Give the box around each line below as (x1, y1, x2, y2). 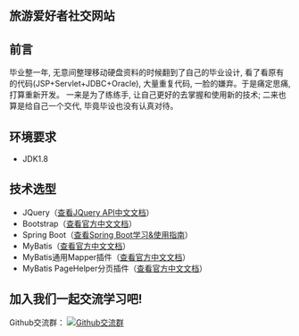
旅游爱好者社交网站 (9, 8, 115, 24)
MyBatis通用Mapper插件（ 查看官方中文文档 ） (21, 251, 190, 262)
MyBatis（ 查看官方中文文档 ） (21, 240, 131, 251)
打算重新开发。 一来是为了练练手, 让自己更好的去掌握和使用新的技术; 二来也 (9, 89, 287, 100)
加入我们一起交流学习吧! (9, 291, 143, 307)
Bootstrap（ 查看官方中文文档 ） (21, 218, 137, 229)
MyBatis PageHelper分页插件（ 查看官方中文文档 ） (21, 263, 208, 273)
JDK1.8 (21, 154, 49, 164)
